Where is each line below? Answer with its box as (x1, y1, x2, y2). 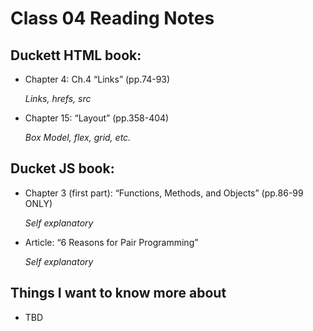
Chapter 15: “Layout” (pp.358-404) (24, 112, 170, 124)
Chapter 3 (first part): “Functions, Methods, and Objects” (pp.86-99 (24, 187, 304, 199)
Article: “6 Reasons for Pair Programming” (24, 236, 199, 248)
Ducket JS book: (10, 160, 115, 177)
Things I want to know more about (10, 285, 227, 302)
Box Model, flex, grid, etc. (24, 132, 132, 143)
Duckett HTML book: (10, 47, 142, 64)
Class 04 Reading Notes (10, 7, 215, 30)
